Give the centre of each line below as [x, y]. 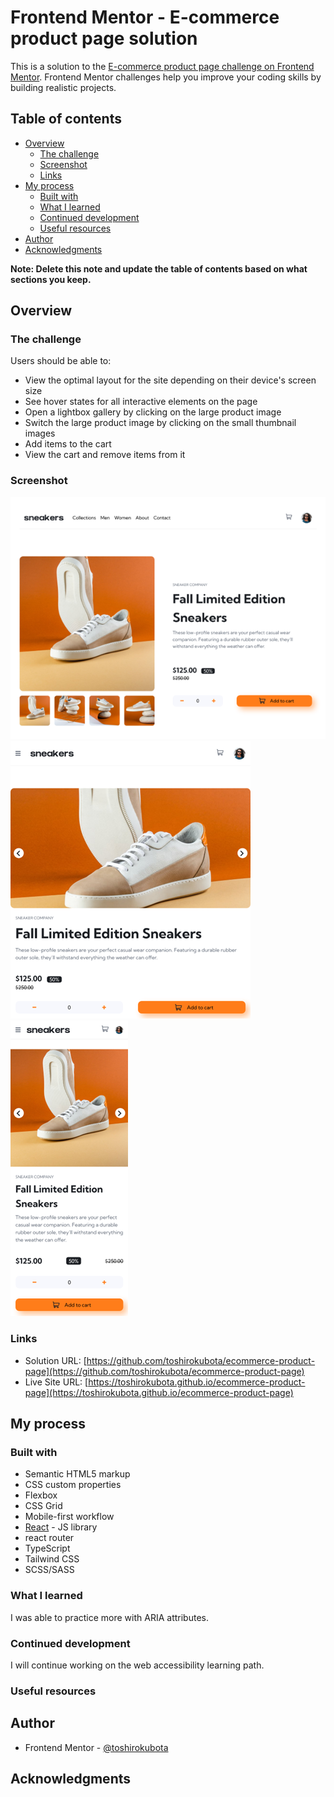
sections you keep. [51, 279]
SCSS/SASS [49, 1570]
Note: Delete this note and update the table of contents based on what [159, 268]
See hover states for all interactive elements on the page [141, 402]
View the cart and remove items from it [105, 455]
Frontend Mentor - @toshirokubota [96, 1747]
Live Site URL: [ [56, 1382]
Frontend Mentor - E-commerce [145, 17]
